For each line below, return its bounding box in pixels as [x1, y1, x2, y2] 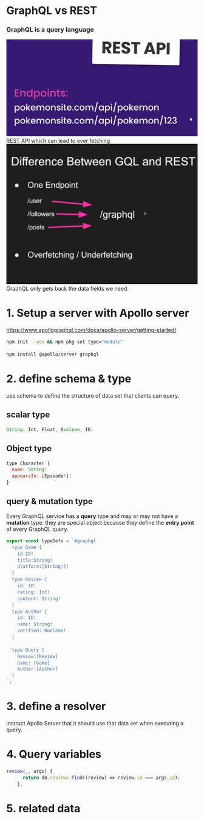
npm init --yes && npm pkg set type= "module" [6, 339, 123, 345]
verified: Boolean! [17, 627, 67, 634]
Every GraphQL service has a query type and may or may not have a [6, 512, 178, 520]
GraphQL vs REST [6, 4, 97, 18]
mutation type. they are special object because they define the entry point [6, 519, 194, 526]
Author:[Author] [17, 666, 59, 672]
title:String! [17, 557, 53, 563]
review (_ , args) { [6, 768, 53, 774]
